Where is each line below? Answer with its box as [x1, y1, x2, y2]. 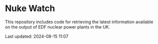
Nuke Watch [5, 3, 56, 14]
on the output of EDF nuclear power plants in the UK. [5, 24, 110, 29]
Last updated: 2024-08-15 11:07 [5, 33, 69, 39]
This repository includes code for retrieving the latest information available [5, 19, 154, 25]
